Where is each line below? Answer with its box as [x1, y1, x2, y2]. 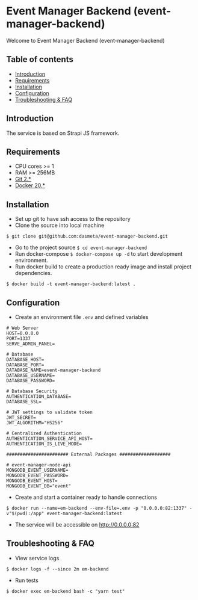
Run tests [14, 577, 39, 584]
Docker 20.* [14, 182, 46, 189]
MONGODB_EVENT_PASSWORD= [6, 472, 69, 478]
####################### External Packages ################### [6, 451, 171, 457]
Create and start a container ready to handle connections [14, 493, 158, 501]
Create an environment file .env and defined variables [14, 314, 149, 320]
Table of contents [6, 54, 73, 64]
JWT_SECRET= [6, 415, 36, 421]
